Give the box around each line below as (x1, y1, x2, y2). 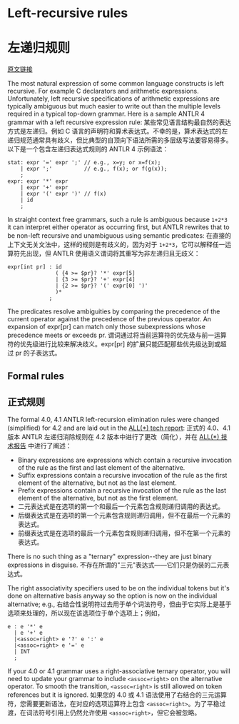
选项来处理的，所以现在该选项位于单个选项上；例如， (7, 609, 164, 618)
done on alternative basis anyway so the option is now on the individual (7, 591, 218, 600)
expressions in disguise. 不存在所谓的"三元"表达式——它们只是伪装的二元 (7, 560, 223, 569)
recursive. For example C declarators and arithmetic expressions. (7, 87, 199, 96)
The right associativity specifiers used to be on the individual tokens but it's (7, 584, 230, 593)
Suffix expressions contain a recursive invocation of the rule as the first (17, 471, 228, 480)
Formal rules (7, 370, 64, 382)
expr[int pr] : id (7, 263, 62, 271)
